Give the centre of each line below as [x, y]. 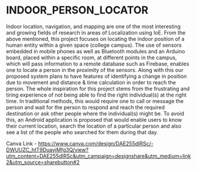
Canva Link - [21, 143]
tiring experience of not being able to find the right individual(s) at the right [96, 95]
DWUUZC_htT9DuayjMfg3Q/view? [47, 149]
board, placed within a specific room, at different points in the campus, [91, 57]
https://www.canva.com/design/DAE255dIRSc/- [96, 143]
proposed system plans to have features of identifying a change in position [96, 76]
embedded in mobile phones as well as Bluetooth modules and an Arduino [96, 51]
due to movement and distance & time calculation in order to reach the [91, 82]
